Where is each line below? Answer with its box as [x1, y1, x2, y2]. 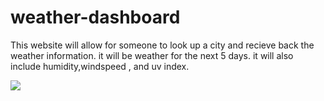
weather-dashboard [10, 6, 181, 29]
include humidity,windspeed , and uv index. [10, 60, 190, 72]
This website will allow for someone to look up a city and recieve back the [10, 39, 315, 51]
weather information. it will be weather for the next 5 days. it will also [10, 49, 294, 61]
